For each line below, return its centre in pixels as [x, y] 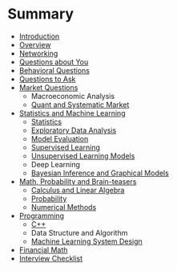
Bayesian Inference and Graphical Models [100, 173]
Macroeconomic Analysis [73, 96]
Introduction [39, 36]
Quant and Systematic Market [80, 105]
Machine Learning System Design [87, 241]
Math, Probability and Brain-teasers [78, 181]
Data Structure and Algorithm [79, 232]
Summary [40, 14]
